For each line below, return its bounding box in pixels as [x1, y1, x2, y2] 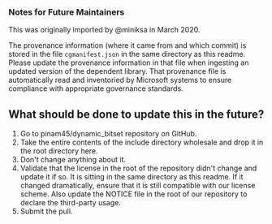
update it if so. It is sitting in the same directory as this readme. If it [19, 172, 244, 182]
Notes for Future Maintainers [8, 6, 125, 18]
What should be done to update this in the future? [8, 107, 265, 121]
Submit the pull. [19, 206, 73, 217]
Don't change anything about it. [19, 155, 127, 165]
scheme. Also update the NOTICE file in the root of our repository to [19, 189, 248, 199]
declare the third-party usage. [19, 198, 122, 208]
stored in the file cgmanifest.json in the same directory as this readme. [8, 50, 246, 59]
